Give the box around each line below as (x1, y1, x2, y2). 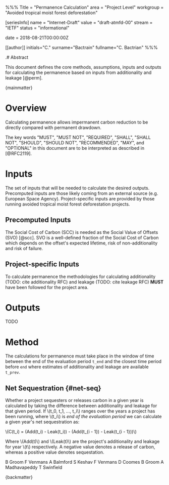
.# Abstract (5, 54, 29, 60)
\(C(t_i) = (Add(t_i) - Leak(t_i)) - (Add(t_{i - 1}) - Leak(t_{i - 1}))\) (5, 429, 137, 435)
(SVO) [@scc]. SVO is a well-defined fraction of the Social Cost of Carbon (5, 234, 159, 240)
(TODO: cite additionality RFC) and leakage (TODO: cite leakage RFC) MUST (5, 278, 164, 285)
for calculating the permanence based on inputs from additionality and (5, 69, 152, 75)
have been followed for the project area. (5, 284, 89, 290)
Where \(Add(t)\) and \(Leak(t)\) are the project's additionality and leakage (5, 438, 160, 444)
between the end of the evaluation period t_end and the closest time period (5, 358, 162, 365)
